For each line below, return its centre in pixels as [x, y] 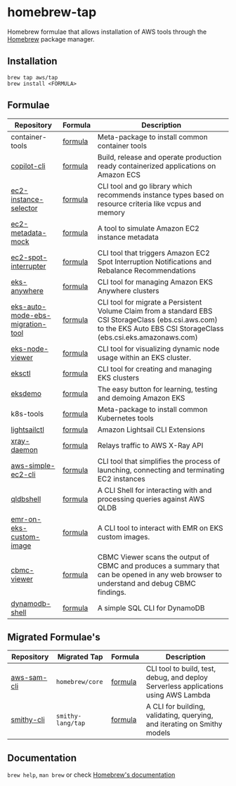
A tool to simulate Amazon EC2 [149, 228]
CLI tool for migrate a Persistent [150, 302]
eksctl [21, 373]
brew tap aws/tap [33, 77]
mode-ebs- [31, 315]
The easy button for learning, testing [157, 389]
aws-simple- [33, 465]
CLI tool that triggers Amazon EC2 [154, 252]
